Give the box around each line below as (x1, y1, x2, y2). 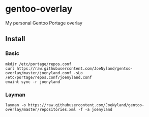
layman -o (5, 102, 26, 107)
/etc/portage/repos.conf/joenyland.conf (5, 75, 93, 80)
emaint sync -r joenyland (5, 79, 60, 84)
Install (5, 35, 25, 43)
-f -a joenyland (78, 107, 113, 112)
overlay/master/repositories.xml (5, 107, 76, 112)
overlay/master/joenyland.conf (5, 70, 72, 75)
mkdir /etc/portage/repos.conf (5, 62, 72, 67)
